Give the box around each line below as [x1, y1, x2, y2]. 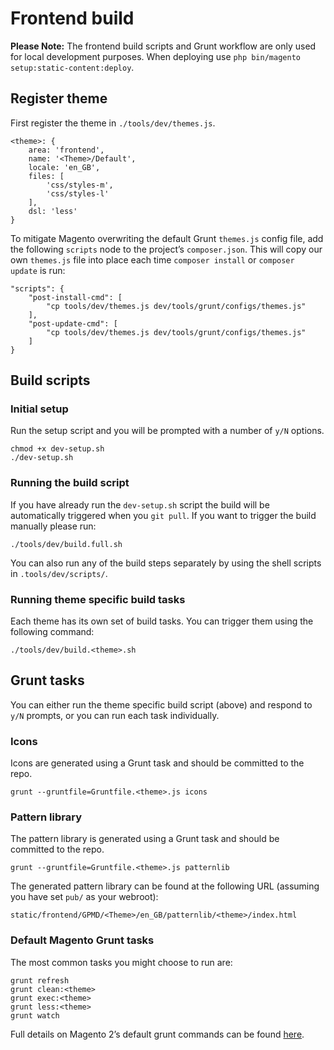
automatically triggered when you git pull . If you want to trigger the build [10, 509, 317, 521]
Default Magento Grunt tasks [10, 933, 155, 947]
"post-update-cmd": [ [28, 318, 118, 329]
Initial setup [10, 402, 69, 416]
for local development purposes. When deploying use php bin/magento [10, 50, 301, 62]
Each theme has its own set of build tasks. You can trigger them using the [10, 615, 314, 627]
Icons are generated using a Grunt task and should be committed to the [10, 757, 305, 769]
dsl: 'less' [28, 206, 78, 216]
